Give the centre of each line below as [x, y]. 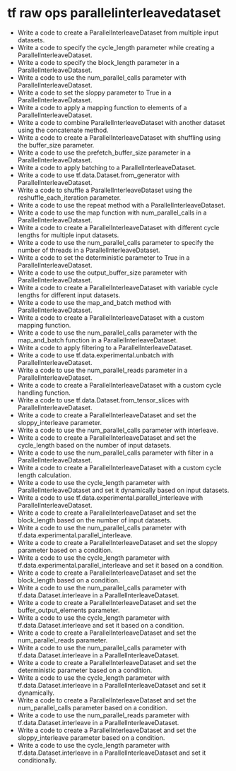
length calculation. [45, 475]
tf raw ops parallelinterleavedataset [114, 13]
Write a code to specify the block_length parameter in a [99, 62]
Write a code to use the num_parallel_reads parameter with [104, 715]
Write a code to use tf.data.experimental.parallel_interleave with [110, 497]
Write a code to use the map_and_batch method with [94, 302]
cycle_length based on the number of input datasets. [94, 445]
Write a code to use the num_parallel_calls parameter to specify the [116, 242]
